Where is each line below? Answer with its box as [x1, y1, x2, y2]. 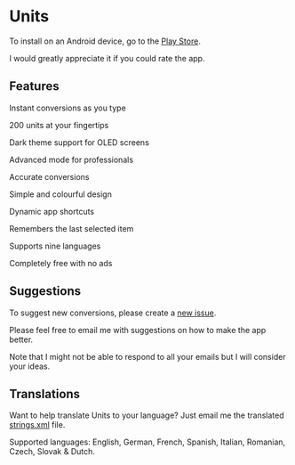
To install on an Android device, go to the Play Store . [9, 36, 202, 46]
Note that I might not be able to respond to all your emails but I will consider [9, 351, 286, 362]
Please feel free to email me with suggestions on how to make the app [9, 324, 267, 335]
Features [9, 78, 60, 94]
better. [9, 334, 34, 345]
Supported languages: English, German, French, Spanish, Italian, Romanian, [9, 436, 286, 447]
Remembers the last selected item [9, 223, 134, 233]
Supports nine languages [9, 241, 101, 251]
